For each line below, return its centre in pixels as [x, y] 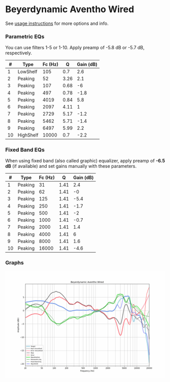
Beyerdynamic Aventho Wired [70, 9]
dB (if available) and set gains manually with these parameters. [71, 166]
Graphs [14, 263]
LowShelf [27, 72]
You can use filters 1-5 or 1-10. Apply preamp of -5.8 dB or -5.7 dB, [75, 48]
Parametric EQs [25, 37]
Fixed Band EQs [25, 150]
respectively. [19, 53]
